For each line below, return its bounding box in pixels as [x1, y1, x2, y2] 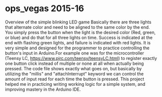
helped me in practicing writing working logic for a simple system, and [5, 81, 146, 87]
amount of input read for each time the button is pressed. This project [5, 76, 145, 82]
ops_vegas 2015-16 [5, 3, 84, 14]
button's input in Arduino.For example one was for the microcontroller [5, 50, 145, 56]
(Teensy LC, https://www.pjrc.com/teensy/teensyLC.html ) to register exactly [5, 55, 157, 61]
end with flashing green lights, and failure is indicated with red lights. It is [5, 39, 151, 45]
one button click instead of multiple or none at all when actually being [5, 60, 144, 66]
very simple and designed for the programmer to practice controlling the [5, 45, 150, 51]
